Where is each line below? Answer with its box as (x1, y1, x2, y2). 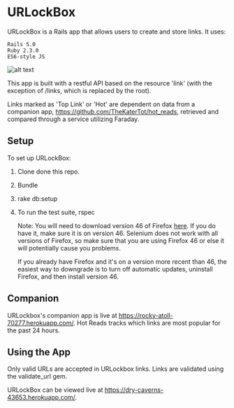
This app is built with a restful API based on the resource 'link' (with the (7, 78, 212, 87)
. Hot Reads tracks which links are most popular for (73, 318, 221, 327)
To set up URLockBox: (7, 153, 71, 162)
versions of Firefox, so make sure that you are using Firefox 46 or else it (17, 236, 225, 245)
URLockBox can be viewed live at (7, 386, 103, 394)
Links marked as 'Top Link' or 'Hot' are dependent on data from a (7, 99, 196, 108)
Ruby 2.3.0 (7, 47, 39, 54)
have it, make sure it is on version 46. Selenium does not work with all (17, 229, 219, 237)
